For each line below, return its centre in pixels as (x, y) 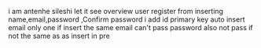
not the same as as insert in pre (59, 36)
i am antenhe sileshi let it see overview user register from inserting (116, 11)
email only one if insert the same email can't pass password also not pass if (130, 27)
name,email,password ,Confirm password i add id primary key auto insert (127, 19)
